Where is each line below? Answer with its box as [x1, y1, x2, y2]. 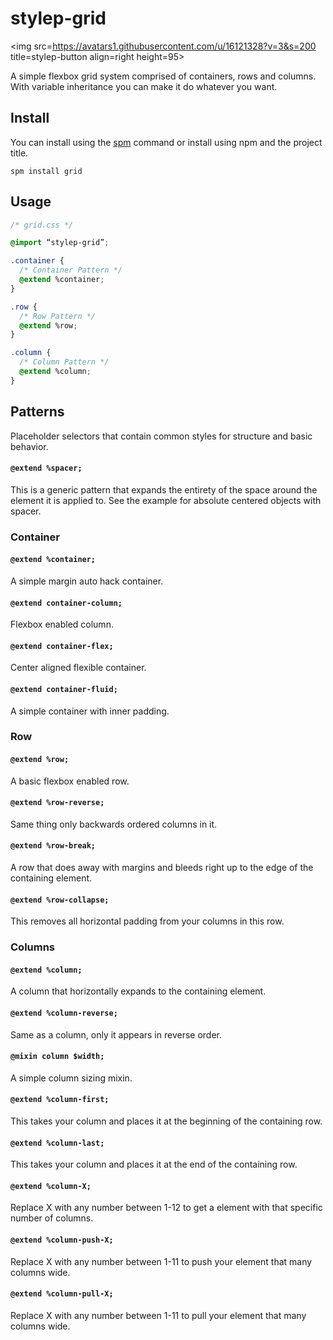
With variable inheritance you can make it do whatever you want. [10, 80, 278, 92]
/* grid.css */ [10, 220, 74, 230]
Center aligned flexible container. [10, 662, 147, 674]
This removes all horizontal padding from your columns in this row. [10, 915, 285, 927]
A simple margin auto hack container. [10, 575, 164, 587]
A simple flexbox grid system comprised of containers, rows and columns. [10, 70, 317, 82]
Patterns [10, 403, 65, 421]
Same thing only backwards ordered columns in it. [10, 818, 218, 830]
